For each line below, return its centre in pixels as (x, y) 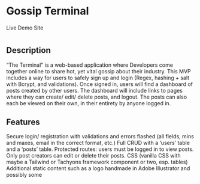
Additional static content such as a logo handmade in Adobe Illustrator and (98, 168)
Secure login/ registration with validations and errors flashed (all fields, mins (100, 136)
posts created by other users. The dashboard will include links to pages (94, 90)
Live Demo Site (25, 28)
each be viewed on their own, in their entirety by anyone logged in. (89, 103)
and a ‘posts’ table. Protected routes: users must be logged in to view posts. (100, 149)
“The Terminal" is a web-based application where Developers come (90, 65)
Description (28, 50)
